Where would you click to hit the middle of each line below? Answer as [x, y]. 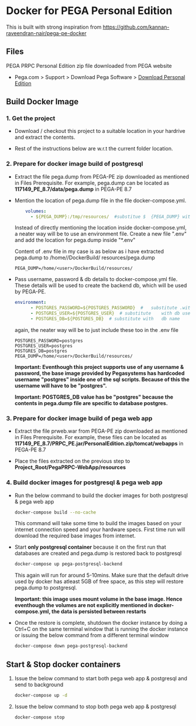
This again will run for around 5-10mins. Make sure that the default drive [102, 576]
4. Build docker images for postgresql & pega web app [84, 482]
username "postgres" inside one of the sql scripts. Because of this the [102, 379]
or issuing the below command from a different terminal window [92, 635]
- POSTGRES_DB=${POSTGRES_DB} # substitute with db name [105, 319]
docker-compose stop [39, 717]
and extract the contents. [45, 137]
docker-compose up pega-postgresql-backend [68, 564]
